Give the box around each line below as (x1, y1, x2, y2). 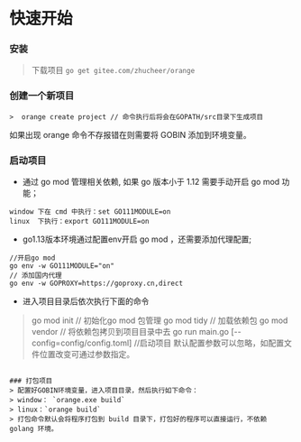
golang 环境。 (9, 425, 59, 434)
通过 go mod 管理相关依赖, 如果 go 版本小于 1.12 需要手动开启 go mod (22, 177, 280, 188)
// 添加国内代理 (9, 272, 62, 281)
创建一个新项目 (9, 89, 75, 102)
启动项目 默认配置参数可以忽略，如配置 (139, 337, 285, 348)
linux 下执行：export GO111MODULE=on (9, 217, 150, 226)
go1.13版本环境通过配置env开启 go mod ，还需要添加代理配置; (22, 234, 252, 244)
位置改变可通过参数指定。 (39, 349, 135, 360)
